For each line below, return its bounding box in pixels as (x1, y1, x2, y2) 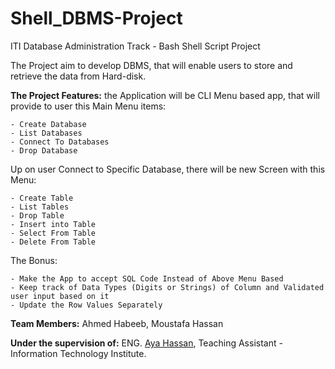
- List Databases (10, 128, 83, 138)
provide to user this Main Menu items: (10, 100, 167, 112)
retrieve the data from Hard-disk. (10, 70, 147, 82)
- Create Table (10, 193, 74, 203)
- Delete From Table (10, 237, 97, 247)
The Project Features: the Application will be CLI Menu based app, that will (10, 89, 320, 101)
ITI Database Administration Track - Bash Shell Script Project (10, 40, 261, 52)
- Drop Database (10, 145, 78, 156)
